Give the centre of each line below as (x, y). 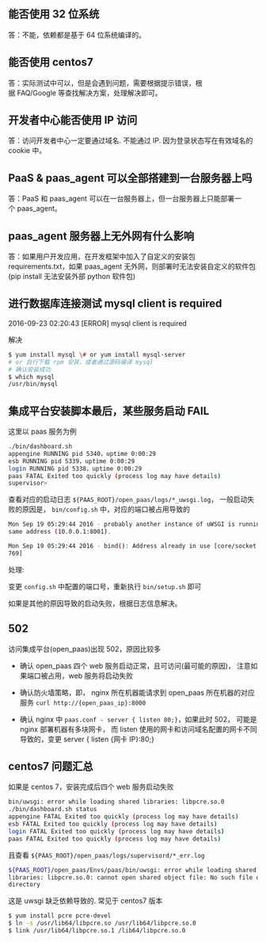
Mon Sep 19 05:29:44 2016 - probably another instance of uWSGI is (122, 525)
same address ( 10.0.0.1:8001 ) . (60, 532)
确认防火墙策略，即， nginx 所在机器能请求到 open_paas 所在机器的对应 (137, 692)
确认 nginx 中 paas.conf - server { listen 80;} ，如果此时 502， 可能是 (138, 719)
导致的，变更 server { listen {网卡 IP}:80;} (87, 739)
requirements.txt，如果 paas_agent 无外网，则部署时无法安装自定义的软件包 (132, 266)
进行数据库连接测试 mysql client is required (115, 304)
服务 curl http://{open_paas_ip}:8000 (83, 702)
